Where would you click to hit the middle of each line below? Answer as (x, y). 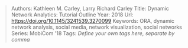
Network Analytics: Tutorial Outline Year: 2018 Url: (72, 15)
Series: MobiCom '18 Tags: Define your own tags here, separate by (93, 33)
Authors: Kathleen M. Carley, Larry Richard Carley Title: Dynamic (90, 8)
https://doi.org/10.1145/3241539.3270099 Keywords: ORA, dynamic (93, 21)
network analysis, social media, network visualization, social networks (97, 27)
